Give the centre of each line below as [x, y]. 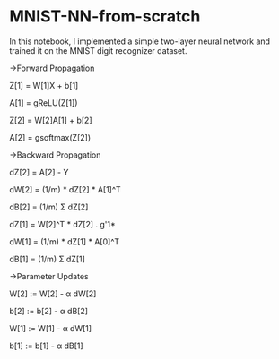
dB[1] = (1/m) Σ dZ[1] [47, 259]
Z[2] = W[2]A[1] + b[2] [51, 120]
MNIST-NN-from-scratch [105, 17]
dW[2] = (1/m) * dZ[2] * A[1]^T [65, 189]
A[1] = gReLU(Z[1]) [44, 103]
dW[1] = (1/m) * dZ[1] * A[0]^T [65, 241]
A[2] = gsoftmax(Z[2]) [50, 137]
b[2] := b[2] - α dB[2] [48, 311]
